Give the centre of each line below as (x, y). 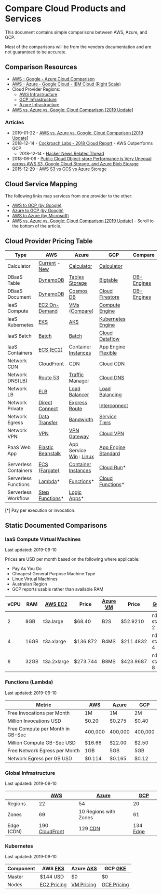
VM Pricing (84, 885)
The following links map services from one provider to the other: (69, 196)
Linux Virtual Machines (35, 579)
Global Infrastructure (30, 773)
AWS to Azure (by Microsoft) (40, 215)
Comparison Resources (41, 67)
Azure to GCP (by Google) (38, 210)
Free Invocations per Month (39, 713)
